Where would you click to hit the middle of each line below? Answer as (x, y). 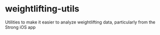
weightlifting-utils (42, 9)
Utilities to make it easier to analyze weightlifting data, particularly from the (80, 22)
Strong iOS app (20, 27)
